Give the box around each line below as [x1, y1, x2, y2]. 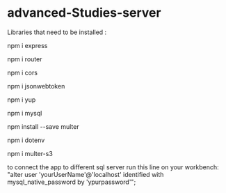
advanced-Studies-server [7, 5, 161, 21]
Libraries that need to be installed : [7, 28, 107, 36]
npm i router [7, 54, 42, 63]
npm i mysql [7, 109, 42, 117]
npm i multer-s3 [7, 149, 54, 157]
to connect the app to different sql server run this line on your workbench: [7, 162, 219, 171]
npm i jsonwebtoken [7, 82, 65, 90]
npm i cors [7, 68, 38, 77]
